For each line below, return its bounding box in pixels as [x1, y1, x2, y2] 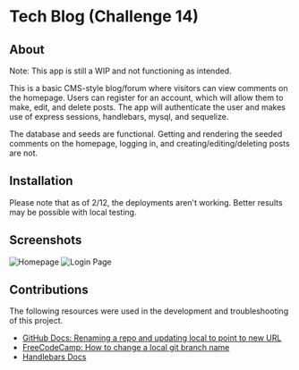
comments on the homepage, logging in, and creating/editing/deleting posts [9, 139, 290, 148]
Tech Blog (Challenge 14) [9, 6, 200, 27]
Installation [9, 173, 73, 189]
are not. [9, 147, 38, 158]
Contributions [9, 282, 89, 298]
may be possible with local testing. [9, 206, 137, 217]
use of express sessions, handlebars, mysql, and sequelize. [9, 112, 229, 122]
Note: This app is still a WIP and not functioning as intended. [9, 65, 232, 76]
